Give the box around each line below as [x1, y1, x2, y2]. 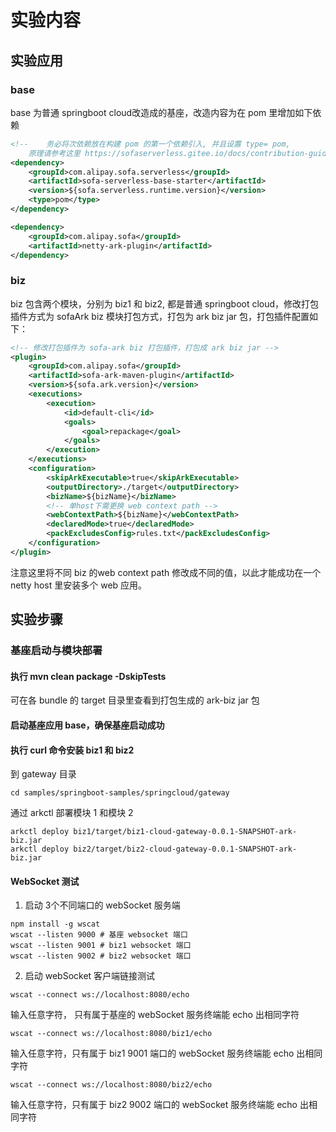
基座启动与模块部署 [10, 644, 103, 658]
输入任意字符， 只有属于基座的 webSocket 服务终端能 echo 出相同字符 [10, 1009, 300, 1021]
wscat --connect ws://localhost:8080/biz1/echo [10, 1029, 213, 1039]
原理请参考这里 [28, 148, 81, 158]
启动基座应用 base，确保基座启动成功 [10, 719, 165, 731]
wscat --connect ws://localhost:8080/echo [10, 990, 190, 1000]
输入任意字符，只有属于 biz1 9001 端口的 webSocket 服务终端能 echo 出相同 [10, 1047, 323, 1060]
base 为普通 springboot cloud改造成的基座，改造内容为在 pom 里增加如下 [10, 106, 313, 118]
